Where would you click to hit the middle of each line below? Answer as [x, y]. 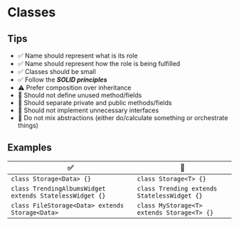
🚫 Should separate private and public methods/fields [95, 103]
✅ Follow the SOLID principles [63, 80]
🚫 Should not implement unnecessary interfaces [88, 110]
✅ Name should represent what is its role [78, 55]
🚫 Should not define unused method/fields [80, 95]
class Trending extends [177, 188]
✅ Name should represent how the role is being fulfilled [99, 64]
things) [28, 125]
